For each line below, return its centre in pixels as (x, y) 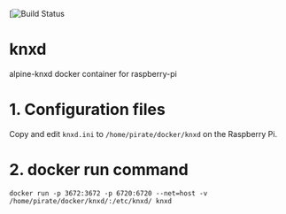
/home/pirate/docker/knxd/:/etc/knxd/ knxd (91, 201)
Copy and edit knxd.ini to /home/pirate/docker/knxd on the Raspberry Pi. (143, 134)
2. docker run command (99, 170)
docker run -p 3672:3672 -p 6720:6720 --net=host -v (108, 193)
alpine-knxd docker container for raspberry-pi (93, 73)
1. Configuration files (87, 110)
